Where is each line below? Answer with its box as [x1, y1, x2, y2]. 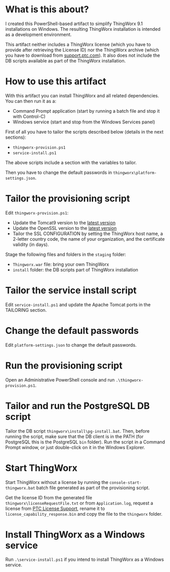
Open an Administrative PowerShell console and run [5, 376, 115, 383]
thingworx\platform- [113, 170, 157, 175]
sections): [5, 134, 27, 140]
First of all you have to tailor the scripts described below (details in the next [5, 129, 164, 135]
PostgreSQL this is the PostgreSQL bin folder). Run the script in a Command [5, 439, 165, 445]
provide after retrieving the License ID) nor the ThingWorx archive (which [5, 47, 159, 53]
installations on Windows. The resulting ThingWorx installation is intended [5, 26, 161, 32]
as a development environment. [5, 31, 72, 37]
